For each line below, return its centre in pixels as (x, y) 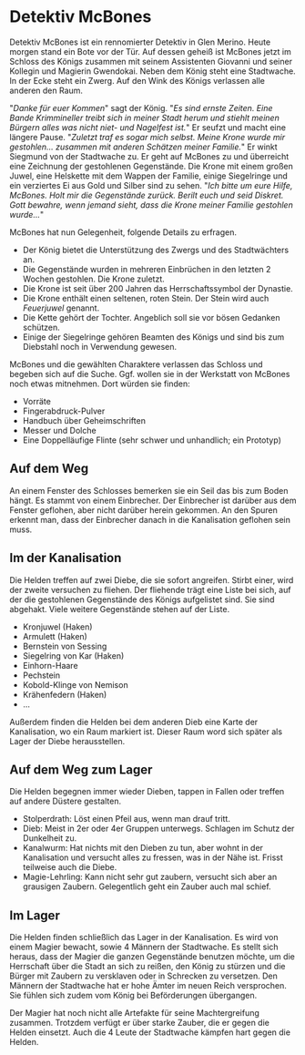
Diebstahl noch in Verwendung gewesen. (100, 346)
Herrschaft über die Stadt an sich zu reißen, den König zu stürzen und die (147, 967)
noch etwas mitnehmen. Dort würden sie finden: (100, 384)
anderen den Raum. (46, 90)
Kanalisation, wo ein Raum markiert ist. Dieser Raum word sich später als (146, 732)
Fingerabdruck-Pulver (64, 411)
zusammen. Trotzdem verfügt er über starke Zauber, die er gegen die (140, 1023)
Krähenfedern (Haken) (65, 694)
